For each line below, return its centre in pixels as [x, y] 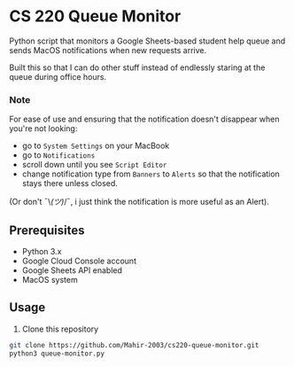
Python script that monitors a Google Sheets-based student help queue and [147, 41]
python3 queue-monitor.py [57, 353]
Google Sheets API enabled [72, 270]
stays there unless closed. [70, 183]
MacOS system [50, 280]
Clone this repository [60, 329]
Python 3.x [42, 252]
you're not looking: [43, 129]
